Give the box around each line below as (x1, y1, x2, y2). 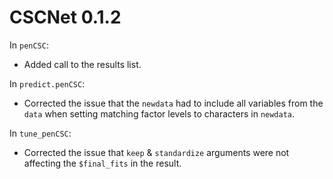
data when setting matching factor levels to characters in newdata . (23, 107, 296, 120)
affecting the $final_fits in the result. (23, 157, 182, 169)
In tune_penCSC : (9, 127, 72, 139)
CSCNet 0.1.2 (9, 6, 122, 29)
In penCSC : (9, 39, 49, 51)
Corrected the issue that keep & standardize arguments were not (23, 146, 290, 158)
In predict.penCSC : (9, 77, 86, 90)
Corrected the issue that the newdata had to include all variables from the (23, 97, 324, 109)
